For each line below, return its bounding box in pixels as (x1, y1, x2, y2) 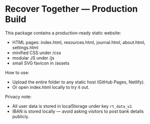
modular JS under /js (12, 55, 55, 61)
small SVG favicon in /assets (12, 60, 70, 66)
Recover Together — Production (5, 3, 138, 15)
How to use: (5, 69, 29, 75)
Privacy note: (5, 94, 32, 100)
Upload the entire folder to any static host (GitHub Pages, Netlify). (12, 79, 145, 85)
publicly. (12, 113, 29, 119)
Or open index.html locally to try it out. (12, 84, 89, 90)
